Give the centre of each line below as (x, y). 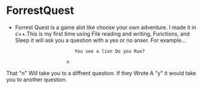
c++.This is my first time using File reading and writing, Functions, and (102, 33)
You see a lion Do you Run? (110, 51)
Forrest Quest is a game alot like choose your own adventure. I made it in (106, 27)
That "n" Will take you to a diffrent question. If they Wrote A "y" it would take (101, 73)
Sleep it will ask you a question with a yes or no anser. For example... (100, 40)
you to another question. (37, 79)
